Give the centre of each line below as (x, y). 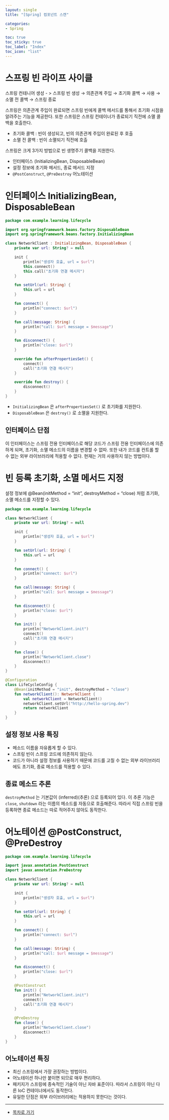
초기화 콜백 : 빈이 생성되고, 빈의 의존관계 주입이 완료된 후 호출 (73, 133)
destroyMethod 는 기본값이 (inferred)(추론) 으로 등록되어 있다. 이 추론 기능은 (80, 797)
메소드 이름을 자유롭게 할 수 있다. (45, 748)
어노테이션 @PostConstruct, (64, 832)
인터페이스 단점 (27, 430)
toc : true (16, 38)
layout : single (21, 10)
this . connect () (39, 266)
